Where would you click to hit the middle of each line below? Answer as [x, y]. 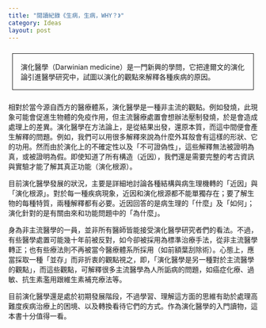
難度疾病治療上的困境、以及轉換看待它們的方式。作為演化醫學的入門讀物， [129, 307]
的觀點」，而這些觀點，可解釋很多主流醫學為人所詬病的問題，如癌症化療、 [128, 269]
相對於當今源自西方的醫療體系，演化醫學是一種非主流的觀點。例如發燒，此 [129, 107]
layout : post [30, 30]
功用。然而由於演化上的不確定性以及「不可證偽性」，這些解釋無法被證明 [131, 147]
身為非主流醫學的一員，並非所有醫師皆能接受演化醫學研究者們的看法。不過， [133, 230]
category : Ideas [35, 23]
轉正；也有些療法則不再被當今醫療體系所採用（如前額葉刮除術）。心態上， [128, 250]
